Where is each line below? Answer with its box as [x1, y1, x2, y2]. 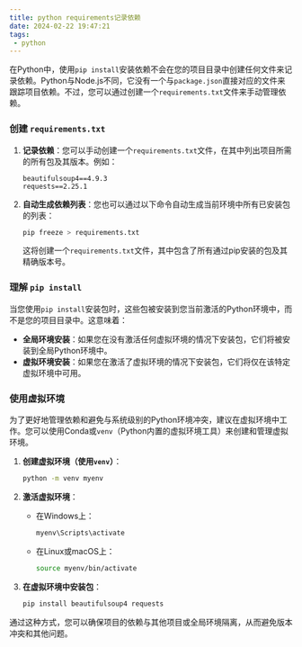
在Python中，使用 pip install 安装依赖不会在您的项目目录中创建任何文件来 [9, 64, 285, 75]
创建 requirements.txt [9, 122, 106, 135]
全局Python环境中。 [38, 345, 112, 355]
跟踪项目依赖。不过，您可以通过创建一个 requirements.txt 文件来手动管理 [9, 86, 279, 97]
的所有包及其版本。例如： [22, 156, 118, 166]
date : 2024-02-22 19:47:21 [9, 22, 111, 31]
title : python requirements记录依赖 [9, 13, 141, 22]
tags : [9, 30, 30, 39]
